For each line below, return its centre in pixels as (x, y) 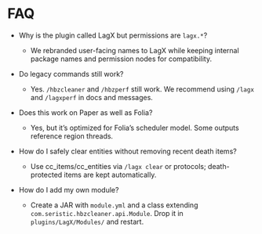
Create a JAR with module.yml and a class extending (114, 205)
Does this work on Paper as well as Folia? (86, 112)
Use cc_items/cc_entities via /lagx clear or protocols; (118, 166)
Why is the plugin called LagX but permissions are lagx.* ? (113, 35)
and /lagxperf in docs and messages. (92, 97)
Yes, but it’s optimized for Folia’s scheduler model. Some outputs (135, 128)
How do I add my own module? (69, 189)
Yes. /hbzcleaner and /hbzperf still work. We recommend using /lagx (142, 89)
